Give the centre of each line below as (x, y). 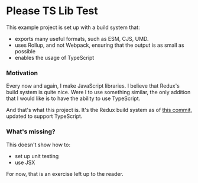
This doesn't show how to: (38, 145)
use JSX (25, 162)
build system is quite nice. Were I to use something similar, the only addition (98, 92)
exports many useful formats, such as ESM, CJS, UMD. (82, 38)
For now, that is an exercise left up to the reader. (65, 174)
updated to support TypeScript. (44, 116)
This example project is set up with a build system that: (73, 27)
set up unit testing (37, 156)
